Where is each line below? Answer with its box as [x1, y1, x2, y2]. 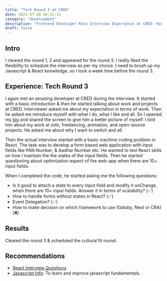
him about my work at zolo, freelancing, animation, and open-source [5, 122, 146, 128]
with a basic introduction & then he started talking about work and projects [5, 100, 158, 107]
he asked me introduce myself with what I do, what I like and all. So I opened [5, 111, 162, 117]
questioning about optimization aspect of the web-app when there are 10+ [5, 157, 158, 164]
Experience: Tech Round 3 [5, 82, 88, 91]
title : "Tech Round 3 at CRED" [5, 7, 70, 12]
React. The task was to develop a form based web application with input [5, 142, 153, 148]
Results [5, 224, 29, 233]
